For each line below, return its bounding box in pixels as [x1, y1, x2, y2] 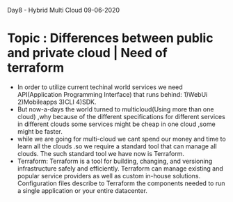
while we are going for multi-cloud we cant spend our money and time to [17, 134, 226, 143]
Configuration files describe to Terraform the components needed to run [17, 179, 225, 187]
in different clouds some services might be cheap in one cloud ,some [17, 120, 216, 128]
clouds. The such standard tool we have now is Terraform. [17, 149, 184, 157]
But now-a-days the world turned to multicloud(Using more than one [17, 104, 214, 114]
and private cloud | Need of [7, 45, 168, 61]
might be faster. [17, 127, 63, 135]
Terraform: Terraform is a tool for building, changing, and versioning [17, 157, 213, 165]
